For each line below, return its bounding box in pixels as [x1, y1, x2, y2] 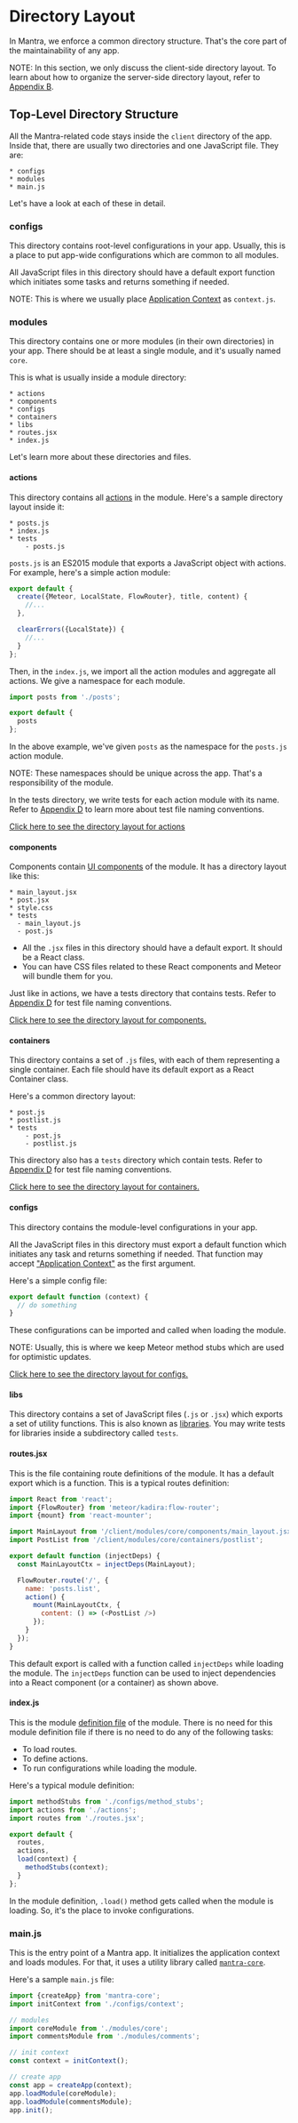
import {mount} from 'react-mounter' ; [9, 1511, 153, 1520]
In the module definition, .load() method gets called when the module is [9, 1895, 274, 1906]
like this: [9, 871, 40, 881]
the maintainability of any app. [9, 44, 120, 55]
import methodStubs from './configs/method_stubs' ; [9, 1797, 204, 1806]
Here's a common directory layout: [9, 1091, 136, 1102]
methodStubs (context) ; [25, 1863, 109, 1872]
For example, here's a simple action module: [9, 567, 171, 577]
